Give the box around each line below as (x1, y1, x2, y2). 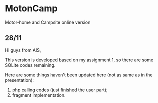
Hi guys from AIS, (5, 47, 41, 53)
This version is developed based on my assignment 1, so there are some (5, 57, 154, 63)
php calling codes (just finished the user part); (12, 87, 108, 93)
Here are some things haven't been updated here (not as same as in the (5, 72, 153, 78)
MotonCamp (5, 3, 58, 14)
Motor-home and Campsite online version (5, 19, 91, 25)
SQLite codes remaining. (5, 62, 56, 68)
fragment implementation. (12, 92, 66, 98)
